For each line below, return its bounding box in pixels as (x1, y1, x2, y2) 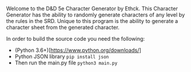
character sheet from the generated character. (6, 24, 120, 31)
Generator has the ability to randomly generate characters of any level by (6, 11, 185, 18)
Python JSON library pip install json (14, 53, 109, 60)
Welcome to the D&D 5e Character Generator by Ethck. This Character (6, 5, 178, 12)
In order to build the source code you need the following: (6, 35, 145, 42)
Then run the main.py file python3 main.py (14, 59, 117, 66)
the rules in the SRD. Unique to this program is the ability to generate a (6, 18, 179, 24)
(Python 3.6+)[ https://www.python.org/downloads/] (14, 47, 141, 54)
